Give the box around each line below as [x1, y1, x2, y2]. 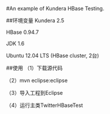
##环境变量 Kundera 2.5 [6, 17, 65, 24]
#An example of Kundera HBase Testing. [6, 5, 105, 12]
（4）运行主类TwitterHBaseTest [6, 102, 84, 109]
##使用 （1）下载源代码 [6, 64, 63, 71]
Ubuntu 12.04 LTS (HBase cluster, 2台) [6, 52, 99, 59]
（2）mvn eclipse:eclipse [6, 77, 68, 84]
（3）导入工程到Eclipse [6, 89, 63, 96]
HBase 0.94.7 [6, 29, 39, 36]
